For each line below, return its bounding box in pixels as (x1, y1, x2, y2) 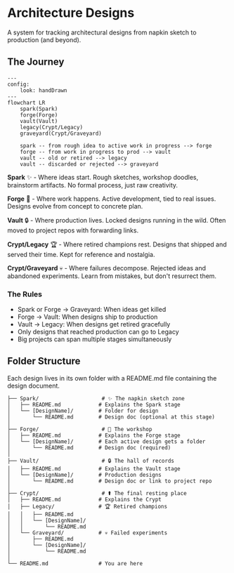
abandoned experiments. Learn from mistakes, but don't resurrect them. (7, 272, 216, 280)
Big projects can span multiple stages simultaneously (17, 335, 172, 343)
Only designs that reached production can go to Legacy (17, 328, 179, 336)
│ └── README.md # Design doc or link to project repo (7, 477, 212, 485)
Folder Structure (7, 355, 81, 367)
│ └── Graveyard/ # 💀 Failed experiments (7, 529, 168, 536)
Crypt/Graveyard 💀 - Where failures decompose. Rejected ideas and (7, 263, 206, 272)
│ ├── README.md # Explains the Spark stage (7, 401, 181, 408)
